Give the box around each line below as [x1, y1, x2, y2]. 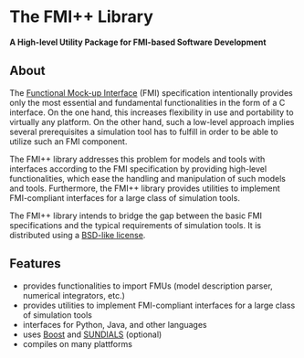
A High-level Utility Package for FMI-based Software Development [9, 37, 267, 47]
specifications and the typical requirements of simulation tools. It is [9, 219, 262, 230]
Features [9, 256, 61, 271]
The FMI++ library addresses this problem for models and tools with [9, 153, 266, 164]
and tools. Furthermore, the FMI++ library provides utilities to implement [9, 183, 280, 194]
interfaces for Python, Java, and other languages [22, 319, 207, 330]
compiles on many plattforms [22, 338, 132, 349]
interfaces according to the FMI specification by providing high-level [9, 163, 267, 174]
